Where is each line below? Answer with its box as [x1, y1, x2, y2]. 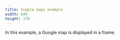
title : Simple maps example [5, 7, 63, 12]
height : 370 [5, 16, 30, 21]
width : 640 [5, 12, 28, 17]
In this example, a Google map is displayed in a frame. [5, 30, 116, 36]
